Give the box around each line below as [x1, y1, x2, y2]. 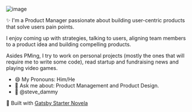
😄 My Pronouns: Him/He [14, 76, 75, 83]
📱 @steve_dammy [14, 88, 58, 95]
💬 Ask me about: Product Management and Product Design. [14, 82, 160, 89]
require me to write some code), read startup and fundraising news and [6, 58, 179, 65]
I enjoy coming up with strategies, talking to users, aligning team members [6, 35, 186, 41]
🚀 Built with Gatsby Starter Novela [6, 100, 88, 106]
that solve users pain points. [6, 23, 75, 30]
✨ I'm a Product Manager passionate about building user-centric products [6, 17, 185, 23]
